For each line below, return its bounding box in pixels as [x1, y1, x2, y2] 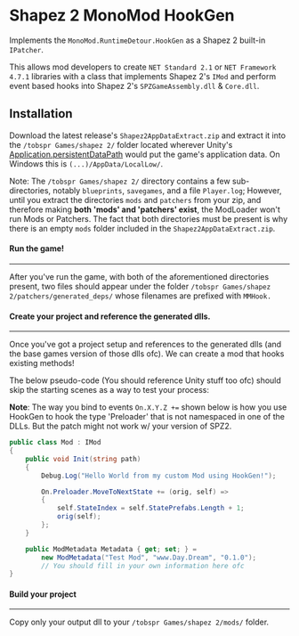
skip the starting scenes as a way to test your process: [9, 385, 210, 395]
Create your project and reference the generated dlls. [9, 311, 211, 322]
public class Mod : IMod [9, 438, 101, 447]
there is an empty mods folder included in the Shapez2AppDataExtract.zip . [9, 223, 276, 233]
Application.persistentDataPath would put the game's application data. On [9, 149, 280, 159]
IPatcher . [9, 44, 44, 54]
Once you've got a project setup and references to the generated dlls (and [9, 339, 282, 350]
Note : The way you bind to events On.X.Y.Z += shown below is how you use [9, 402, 287, 412]
